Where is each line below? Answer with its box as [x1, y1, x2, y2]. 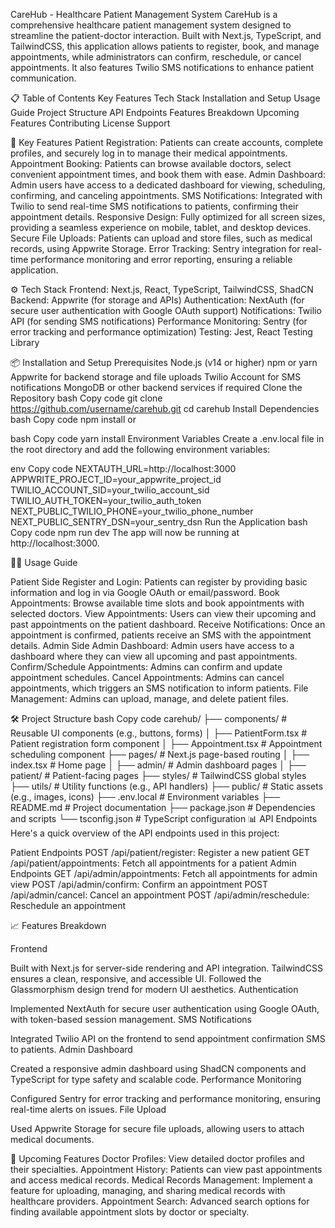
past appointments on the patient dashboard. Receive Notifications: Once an [10, 619, 326, 630]
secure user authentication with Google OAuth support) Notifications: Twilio [10, 305, 322, 316]
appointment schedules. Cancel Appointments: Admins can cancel [10, 672, 285, 683]
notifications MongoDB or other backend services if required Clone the [10, 382, 303, 393]
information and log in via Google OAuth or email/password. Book [10, 587, 280, 598]
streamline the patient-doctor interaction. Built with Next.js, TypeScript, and [10, 30, 322, 41]
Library [10, 337, 40, 348]
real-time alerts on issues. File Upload [10, 1104, 167, 1115]
